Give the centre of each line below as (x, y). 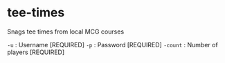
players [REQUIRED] (36, 52)
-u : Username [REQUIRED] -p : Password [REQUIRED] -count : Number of (112, 45)
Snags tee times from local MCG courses (66, 32)
